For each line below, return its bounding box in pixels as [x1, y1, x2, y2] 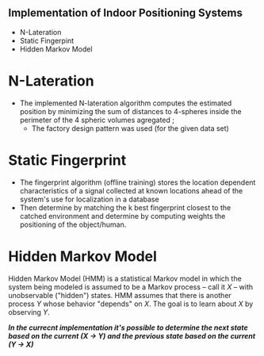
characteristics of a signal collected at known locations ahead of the [19, 186, 243, 195]
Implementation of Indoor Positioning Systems [8, 6, 243, 20]
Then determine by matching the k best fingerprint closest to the [19, 202, 231, 212]
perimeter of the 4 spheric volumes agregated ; [19, 115, 175, 124]
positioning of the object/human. [19, 220, 127, 229]
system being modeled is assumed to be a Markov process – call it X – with [8, 281, 254, 292]
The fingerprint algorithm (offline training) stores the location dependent [19, 178, 256, 187]
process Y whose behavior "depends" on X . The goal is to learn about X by [8, 299, 254, 308]
